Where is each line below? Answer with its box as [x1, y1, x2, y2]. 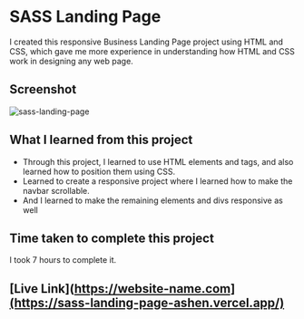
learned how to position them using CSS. [22, 166, 175, 177]
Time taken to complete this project [9, 230, 215, 246]
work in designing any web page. [9, 55, 133, 66]
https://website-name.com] [74, 281, 236, 296]
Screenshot [9, 82, 77, 97]
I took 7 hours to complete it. [9, 255, 117, 266]
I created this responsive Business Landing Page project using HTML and [9, 36, 284, 47]
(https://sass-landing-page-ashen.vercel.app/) [9, 295, 285, 310]
